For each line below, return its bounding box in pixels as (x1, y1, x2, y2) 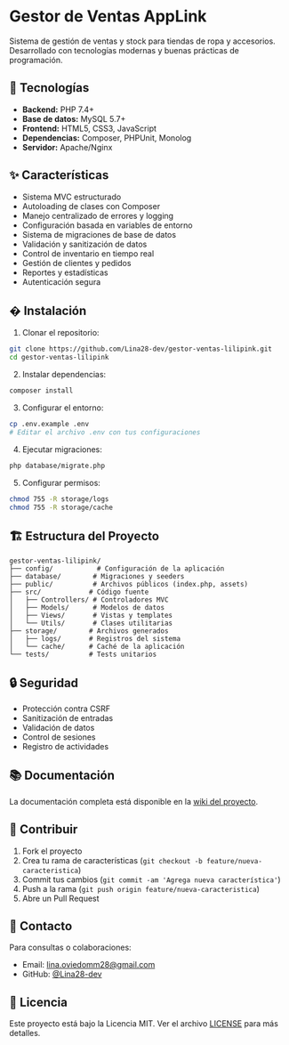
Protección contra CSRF (21, 703, 111, 714)
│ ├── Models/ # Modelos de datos (9, 604, 165, 612)
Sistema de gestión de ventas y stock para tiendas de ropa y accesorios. (9, 36, 276, 46)
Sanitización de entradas (21, 713, 114, 723)
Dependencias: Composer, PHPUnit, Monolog (21, 132, 192, 143)
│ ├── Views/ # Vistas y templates (9, 612, 173, 620)
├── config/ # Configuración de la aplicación (9, 564, 225, 573)
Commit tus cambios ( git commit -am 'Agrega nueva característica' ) (21, 874, 282, 885)
